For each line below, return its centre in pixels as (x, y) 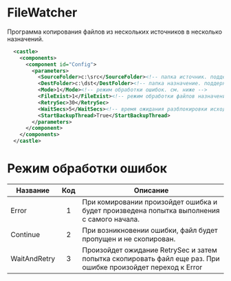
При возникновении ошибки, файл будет (150, 230)
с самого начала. (111, 219)
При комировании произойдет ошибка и (150, 202)
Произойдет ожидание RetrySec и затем (150, 250)
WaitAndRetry (33, 259)
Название (33, 190)
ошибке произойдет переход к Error (142, 267)
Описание (151, 190)
